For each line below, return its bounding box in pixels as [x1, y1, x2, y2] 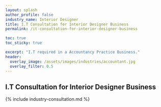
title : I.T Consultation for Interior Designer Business [5, 21, 129, 27]
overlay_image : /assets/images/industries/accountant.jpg [10, 59, 136, 64]
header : [5, 54, 22, 59]
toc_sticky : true [5, 40, 42, 46]
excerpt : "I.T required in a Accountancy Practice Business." [5, 49, 140, 55]
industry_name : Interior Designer [5, 17, 79, 22]
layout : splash [5, 7, 38, 13]
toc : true [5, 36, 26, 41]
